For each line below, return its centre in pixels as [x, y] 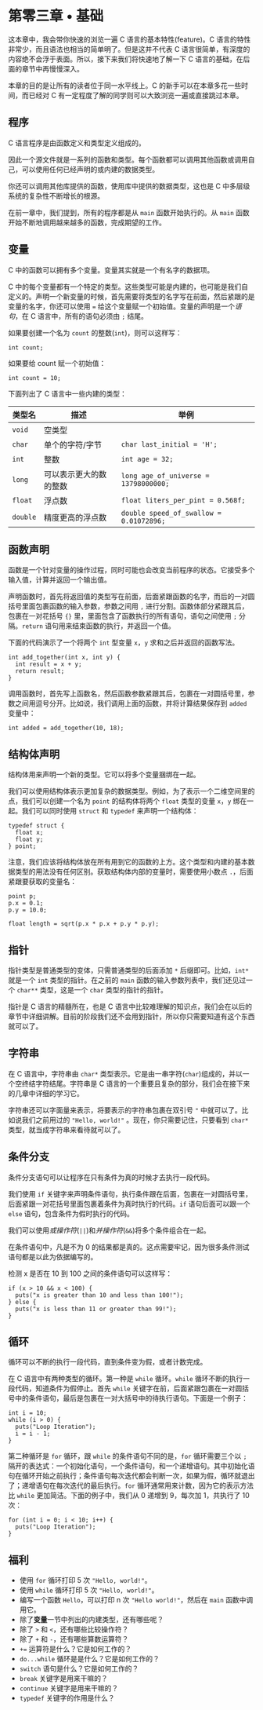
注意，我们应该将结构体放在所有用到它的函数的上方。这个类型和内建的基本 [128, 862]
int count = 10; [34, 378]
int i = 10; [27, 1413]
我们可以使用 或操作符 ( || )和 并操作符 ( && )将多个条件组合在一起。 [110, 1230]
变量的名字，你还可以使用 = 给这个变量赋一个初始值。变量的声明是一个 [122, 306]
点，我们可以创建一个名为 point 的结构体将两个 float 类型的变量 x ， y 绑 [124, 801]
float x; [29, 833]
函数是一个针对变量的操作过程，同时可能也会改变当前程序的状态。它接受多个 [131, 570]
